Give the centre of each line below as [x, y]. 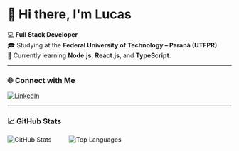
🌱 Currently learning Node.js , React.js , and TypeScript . [89, 55]
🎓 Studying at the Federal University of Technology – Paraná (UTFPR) [112, 45]
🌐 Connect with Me [42, 80]
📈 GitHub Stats [34, 121]
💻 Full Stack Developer [43, 34]
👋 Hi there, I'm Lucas [69, 15]
